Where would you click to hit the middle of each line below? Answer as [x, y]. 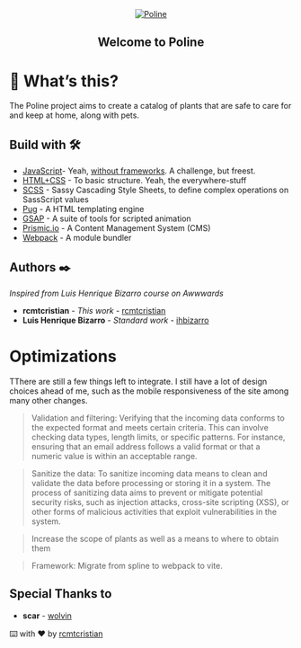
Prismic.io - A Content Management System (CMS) [116, 228]
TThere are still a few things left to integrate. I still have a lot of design [138, 381]
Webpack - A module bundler [77, 238]
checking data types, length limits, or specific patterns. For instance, [158, 437]
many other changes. [49, 400]
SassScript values [56, 200]
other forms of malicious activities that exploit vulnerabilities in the [154, 511]
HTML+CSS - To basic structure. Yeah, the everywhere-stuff [134, 181]
